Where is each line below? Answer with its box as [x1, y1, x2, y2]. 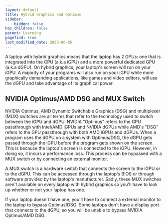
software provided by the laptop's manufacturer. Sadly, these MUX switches [5, 176, 162, 182]
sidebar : [5, 16, 23, 21]
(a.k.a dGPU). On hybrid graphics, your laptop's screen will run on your [5, 64, 151, 70]
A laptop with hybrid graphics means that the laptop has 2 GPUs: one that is [5, 53, 161, 59]
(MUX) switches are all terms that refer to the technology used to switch [5, 113, 154, 119]
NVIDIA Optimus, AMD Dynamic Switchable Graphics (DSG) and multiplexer [5, 108, 161, 114]
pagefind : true [5, 35, 37, 40]
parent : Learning [5, 30, 41, 35]
